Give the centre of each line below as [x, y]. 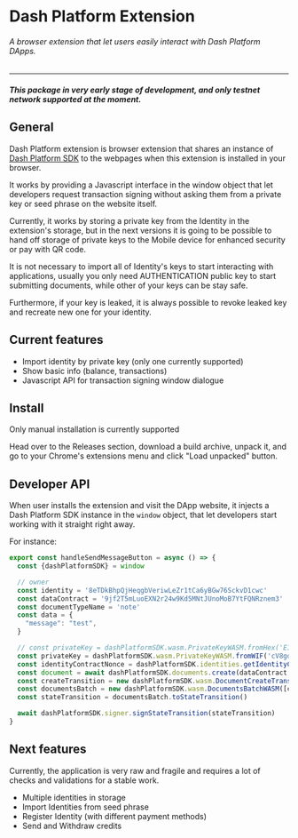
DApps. [23, 51]
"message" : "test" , [61, 624]
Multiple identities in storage [74, 797]
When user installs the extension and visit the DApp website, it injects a [139, 506]
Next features [48, 750]
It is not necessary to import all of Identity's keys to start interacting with [141, 266]
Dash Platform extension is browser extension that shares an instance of [141, 148]
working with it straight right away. [72, 524]
